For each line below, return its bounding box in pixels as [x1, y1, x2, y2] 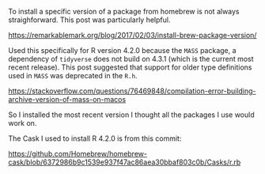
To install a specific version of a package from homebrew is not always [8, 7, 240, 16]
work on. [8, 119, 37, 127]
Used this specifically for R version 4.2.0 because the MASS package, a [8, 46, 237, 55]
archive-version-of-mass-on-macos [8, 95, 127, 104]
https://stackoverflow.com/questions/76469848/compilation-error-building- [8, 86, 256, 96]
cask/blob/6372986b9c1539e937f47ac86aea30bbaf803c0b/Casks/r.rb [8, 157, 241, 167]
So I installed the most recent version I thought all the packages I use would [8, 110, 255, 119]
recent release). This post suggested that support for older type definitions [8, 62, 252, 72]
